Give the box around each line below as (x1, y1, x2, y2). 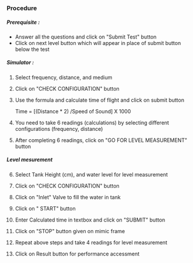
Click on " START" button (15, 205, 76, 212)
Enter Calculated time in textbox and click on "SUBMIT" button (15, 216, 166, 223)
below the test (15, 46, 50, 53)
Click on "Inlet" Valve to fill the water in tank (15, 193, 121, 200)
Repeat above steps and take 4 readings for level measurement (15, 238, 168, 246)
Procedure (6, 4, 37, 12)
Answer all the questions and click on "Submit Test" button (15, 33, 157, 40)
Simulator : (6, 59, 34, 66)
